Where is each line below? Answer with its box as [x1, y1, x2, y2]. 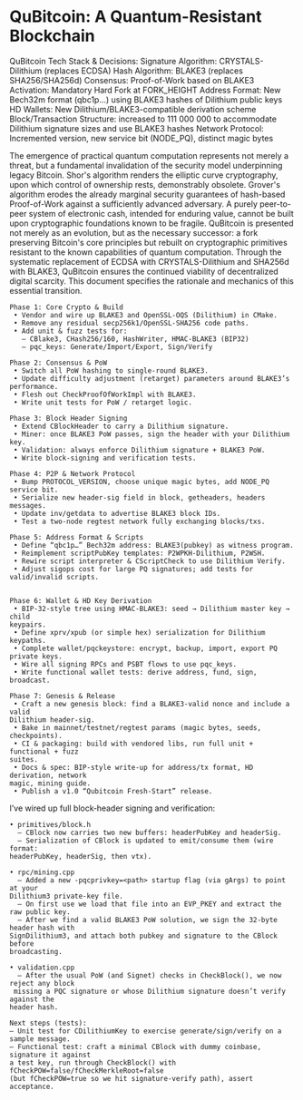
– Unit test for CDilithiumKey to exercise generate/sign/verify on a [9, 1027, 282, 1036]
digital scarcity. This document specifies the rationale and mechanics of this [9, 275, 295, 287]
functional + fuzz [9, 746, 79, 756]
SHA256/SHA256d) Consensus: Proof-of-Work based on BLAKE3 [9, 74, 255, 85]
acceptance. [9, 1082, 54, 1091]
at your [9, 883, 39, 892]
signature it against [9, 1050, 92, 1059]
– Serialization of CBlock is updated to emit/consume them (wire [17, 836, 274, 845]
